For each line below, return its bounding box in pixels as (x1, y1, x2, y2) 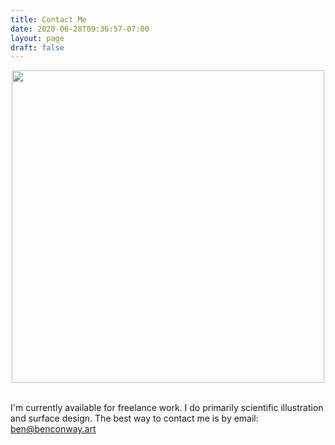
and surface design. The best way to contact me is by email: (10, 412, 259, 425)
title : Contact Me (10, 14, 87, 25)
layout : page (10, 33, 65, 43)
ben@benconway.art (10, 423, 97, 435)
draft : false (10, 42, 65, 53)
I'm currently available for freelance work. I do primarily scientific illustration (10, 402, 324, 414)
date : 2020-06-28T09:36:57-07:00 (10, 24, 150, 34)
